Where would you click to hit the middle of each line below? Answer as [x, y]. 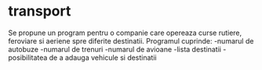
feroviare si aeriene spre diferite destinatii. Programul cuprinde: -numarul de [131, 40]
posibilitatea [28, 58]
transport [40, 11]
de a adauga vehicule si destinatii [103, 58]
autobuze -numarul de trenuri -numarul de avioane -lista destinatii [115, 49]
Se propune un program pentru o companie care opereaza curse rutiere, [125, 33]
